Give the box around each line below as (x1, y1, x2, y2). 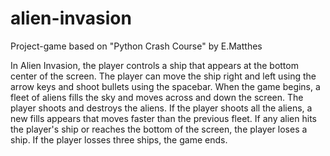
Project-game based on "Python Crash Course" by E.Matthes (10, 40, 263, 52)
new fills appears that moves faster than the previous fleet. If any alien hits (10, 112, 317, 124)
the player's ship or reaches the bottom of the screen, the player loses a (10, 123, 308, 135)
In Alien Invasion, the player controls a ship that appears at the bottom (10, 59, 299, 71)
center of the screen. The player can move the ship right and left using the (10, 70, 317, 82)
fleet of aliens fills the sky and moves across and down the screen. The (10, 91, 304, 103)
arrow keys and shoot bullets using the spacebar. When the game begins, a (10, 80, 321, 92)
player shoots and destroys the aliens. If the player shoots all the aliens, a (10, 102, 313, 114)
